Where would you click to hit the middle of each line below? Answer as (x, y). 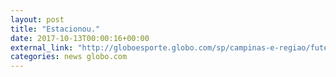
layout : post (37, 19)
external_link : (42, 47)
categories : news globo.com (69, 57)
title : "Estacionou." (55, 29)
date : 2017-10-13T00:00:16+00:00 (80, 38)
